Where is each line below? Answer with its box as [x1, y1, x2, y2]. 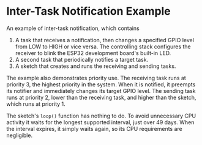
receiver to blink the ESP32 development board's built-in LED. [15, 49, 171, 56]
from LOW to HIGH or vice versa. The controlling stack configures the [15, 43, 191, 50]
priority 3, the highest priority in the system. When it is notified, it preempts [6, 81, 196, 88]
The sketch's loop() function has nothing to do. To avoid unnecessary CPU [6, 112, 196, 119]
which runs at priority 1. [6, 100, 65, 108]
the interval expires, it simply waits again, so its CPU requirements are [6, 125, 182, 132]
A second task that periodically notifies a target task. [15, 56, 149, 63]
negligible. [6, 132, 32, 139]
